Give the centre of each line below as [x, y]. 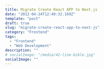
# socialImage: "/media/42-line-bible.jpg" [50, 55]
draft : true [17, 23]
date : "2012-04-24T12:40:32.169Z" [40, 14]
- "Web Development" [30, 46]
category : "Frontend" [27, 32]
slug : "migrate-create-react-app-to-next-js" [52, 28]
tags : [11, 37]
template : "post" [23, 18]
